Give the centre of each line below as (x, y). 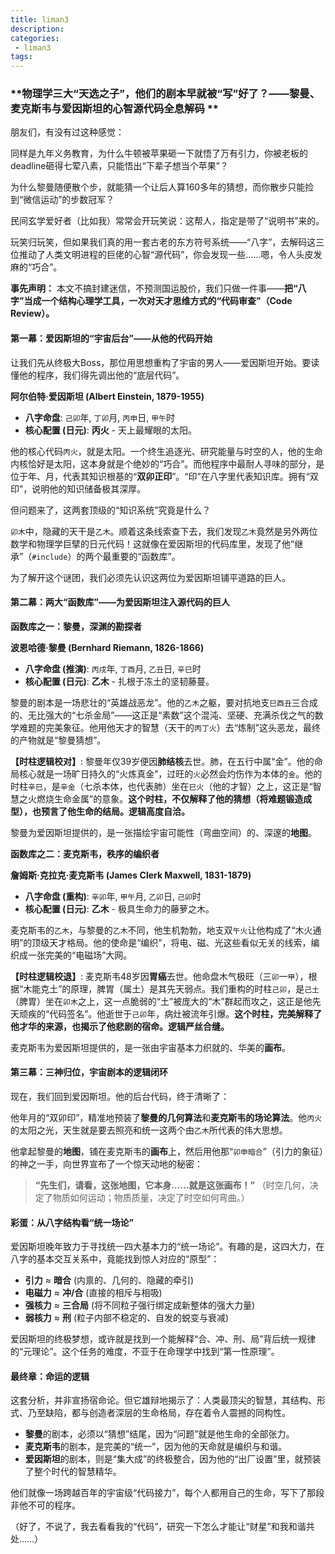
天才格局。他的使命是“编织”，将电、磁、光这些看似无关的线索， (180, 942)
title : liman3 (40, 19)
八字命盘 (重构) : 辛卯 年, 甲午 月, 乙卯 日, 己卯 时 (113, 896)
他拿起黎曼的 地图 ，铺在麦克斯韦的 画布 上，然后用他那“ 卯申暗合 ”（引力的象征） (167, 1152)
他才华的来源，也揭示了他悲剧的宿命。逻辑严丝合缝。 (120, 1026)
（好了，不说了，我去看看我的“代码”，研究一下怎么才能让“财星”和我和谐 (158, 1527)
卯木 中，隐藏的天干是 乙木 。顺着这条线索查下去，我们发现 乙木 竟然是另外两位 (164, 531)
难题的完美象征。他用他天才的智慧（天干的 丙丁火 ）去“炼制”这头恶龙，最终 (170, 727)
